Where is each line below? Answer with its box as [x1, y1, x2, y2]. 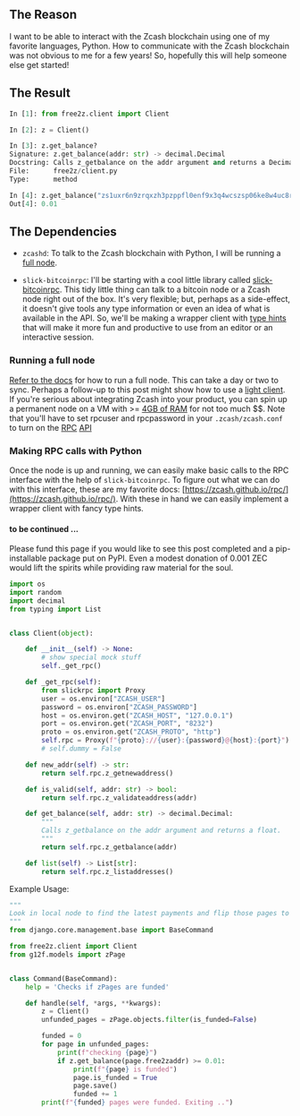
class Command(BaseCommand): [9, 974, 118, 983]
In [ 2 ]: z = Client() [9, 125, 90, 134]
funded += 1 [72, 1090, 118, 1099]
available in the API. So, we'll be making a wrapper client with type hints [21, 313, 287, 323]
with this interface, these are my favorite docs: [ [9, 484, 186, 494]
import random [9, 588, 62, 597]
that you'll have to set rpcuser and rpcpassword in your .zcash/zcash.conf [9, 412, 283, 424]
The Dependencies [9, 224, 118, 239]
